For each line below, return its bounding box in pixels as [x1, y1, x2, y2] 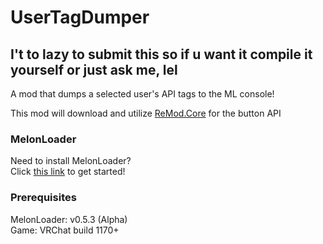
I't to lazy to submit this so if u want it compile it [10, 46, 313, 63]
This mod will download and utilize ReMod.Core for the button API [10, 107, 282, 119]
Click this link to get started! [10, 166, 126, 178]
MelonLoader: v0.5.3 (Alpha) [10, 213, 128, 225]
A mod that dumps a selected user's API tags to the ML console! [10, 88, 275, 100]
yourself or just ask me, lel [10, 61, 178, 78]
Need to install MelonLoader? [10, 155, 132, 167]
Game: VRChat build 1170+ [10, 224, 120, 236]
